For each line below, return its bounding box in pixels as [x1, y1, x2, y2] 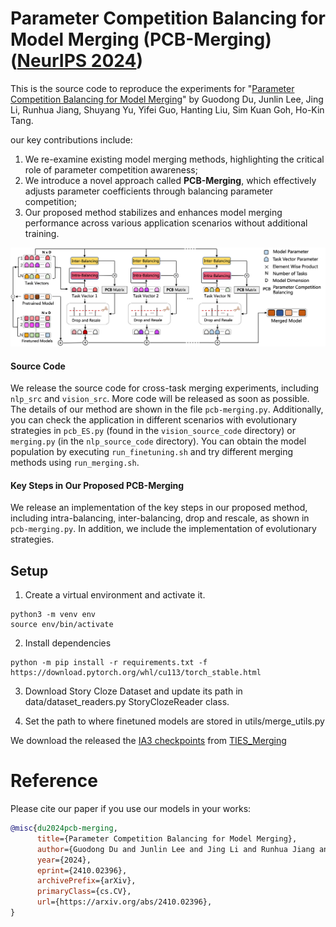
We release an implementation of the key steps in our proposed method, [10, 502, 308, 514]
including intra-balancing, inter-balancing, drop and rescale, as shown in [10, 512, 310, 524]
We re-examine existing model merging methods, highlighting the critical [24, 153, 325, 165]
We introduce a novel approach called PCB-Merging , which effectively [24, 174, 317, 186]
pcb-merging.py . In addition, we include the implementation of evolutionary [10, 523, 317, 535]
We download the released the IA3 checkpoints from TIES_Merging [10, 735, 287, 747]
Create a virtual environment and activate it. [24, 589, 206, 601]
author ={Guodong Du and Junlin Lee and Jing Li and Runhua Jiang [36, 844, 315, 854]
